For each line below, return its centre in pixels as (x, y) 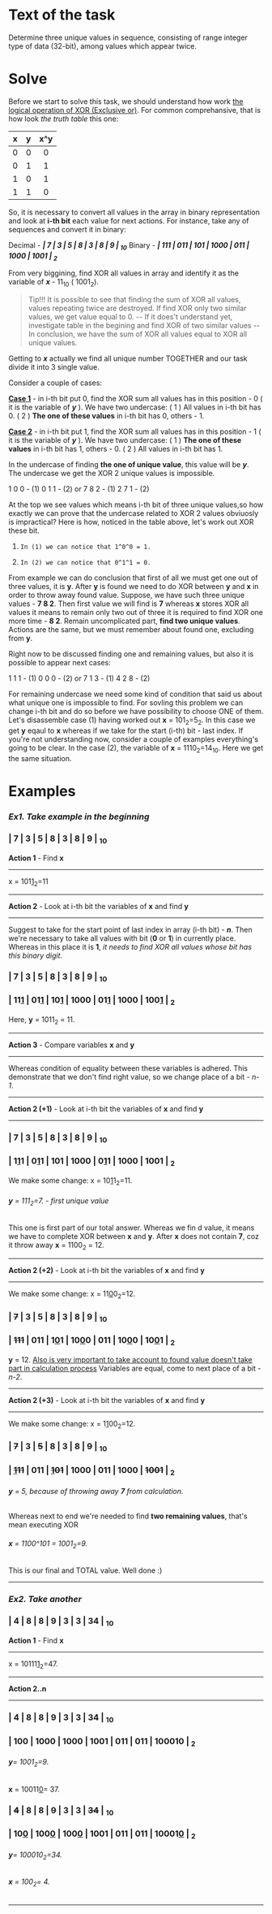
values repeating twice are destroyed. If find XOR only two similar (137, 308)
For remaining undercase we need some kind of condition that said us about (136, 694)
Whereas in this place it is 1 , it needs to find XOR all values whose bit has (130, 947)
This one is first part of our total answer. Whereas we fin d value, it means (132, 1228)
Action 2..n (28, 1689)
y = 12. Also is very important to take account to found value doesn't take (130, 1359)
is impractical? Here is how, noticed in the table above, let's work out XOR (131, 522)
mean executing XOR (43, 1525)
